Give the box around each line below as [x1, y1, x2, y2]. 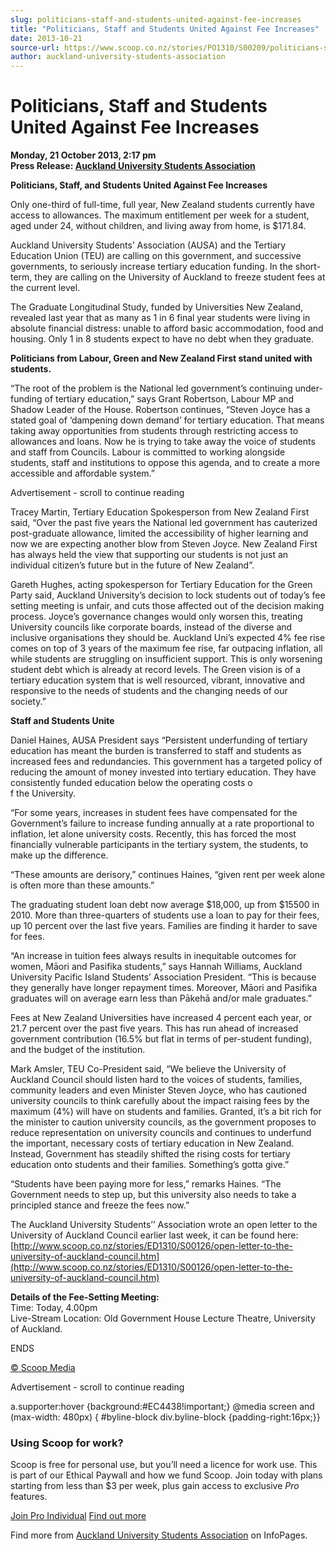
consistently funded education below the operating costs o [10, 777, 253, 789]
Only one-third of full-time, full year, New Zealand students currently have [10, 199, 315, 211]
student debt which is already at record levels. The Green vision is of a [10, 664, 302, 676]
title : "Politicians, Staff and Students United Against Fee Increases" [10, 24, 320, 34]
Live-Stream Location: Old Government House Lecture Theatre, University [10, 1312, 316, 1325]
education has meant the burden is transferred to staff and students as [10, 745, 302, 757]
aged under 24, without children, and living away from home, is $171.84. [10, 220, 307, 232]
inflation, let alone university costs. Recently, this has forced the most [10, 828, 297, 840]
